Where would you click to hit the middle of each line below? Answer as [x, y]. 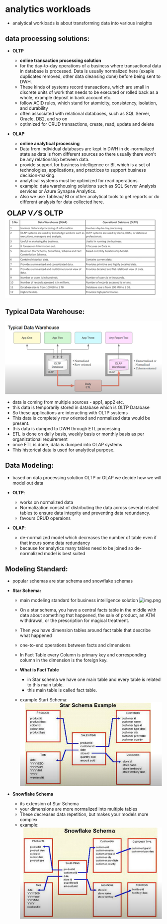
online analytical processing [50, 143]
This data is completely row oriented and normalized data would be [81, 418]
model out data [28, 483]
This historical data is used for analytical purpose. [63, 450]
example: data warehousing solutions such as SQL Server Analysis [88, 186]
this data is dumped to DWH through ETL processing [66, 428]
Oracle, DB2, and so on [43, 119]
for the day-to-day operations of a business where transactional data [90, 65]
